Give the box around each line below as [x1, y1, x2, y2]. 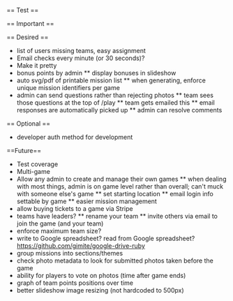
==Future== [6, 147, 42, 154]
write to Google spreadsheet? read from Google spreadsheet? [16, 234, 195, 242]
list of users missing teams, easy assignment [16, 47, 146, 54]
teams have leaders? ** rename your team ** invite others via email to [16, 212, 218, 220]
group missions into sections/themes [16, 249, 123, 257]
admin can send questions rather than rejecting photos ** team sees [16, 91, 214, 99]
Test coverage [16, 160, 59, 168]
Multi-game [16, 168, 50, 175]
